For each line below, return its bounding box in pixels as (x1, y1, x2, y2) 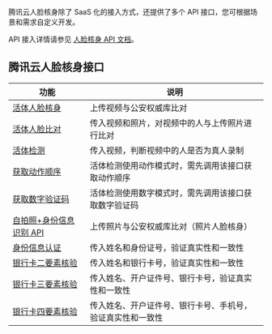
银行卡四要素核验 (12, 306, 79, 317)
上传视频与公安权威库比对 (90, 102, 188, 113)
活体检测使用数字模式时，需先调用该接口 (90, 187, 244, 199)
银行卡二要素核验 (12, 257, 79, 268)
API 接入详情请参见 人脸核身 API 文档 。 (8, 35, 139, 44)
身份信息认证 (12, 242, 62, 253)
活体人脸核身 (12, 102, 62, 113)
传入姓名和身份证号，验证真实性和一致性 (90, 242, 244, 253)
